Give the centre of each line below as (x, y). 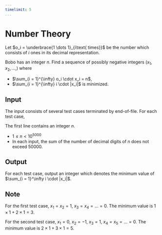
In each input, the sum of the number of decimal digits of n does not (81, 141)
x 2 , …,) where (19, 69)
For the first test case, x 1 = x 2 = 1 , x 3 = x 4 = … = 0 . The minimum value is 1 (81, 207)
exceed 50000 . (27, 147)
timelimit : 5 (18, 10)
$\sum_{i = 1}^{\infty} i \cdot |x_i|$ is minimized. (60, 84)
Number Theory (38, 33)
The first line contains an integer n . (40, 126)
